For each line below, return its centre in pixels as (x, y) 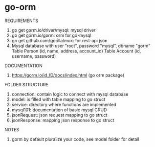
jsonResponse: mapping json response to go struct (63, 120)
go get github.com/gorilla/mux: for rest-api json (59, 40)
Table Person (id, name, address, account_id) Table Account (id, (76, 51)
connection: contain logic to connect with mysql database (70, 94)
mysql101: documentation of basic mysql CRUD (59, 110)
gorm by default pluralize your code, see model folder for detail (76, 139)
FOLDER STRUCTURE (26, 84)
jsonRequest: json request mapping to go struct (59, 115)
